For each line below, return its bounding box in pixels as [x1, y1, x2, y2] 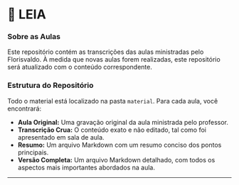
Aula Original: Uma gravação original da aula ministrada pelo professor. [17, 118, 229, 126]
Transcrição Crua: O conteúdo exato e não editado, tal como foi [17, 125, 207, 134]
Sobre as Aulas [7, 32, 60, 42]
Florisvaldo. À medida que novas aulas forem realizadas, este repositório [7, 55, 221, 64]
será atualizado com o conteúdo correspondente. [7, 63, 153, 72]
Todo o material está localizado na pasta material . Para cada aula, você [7, 96, 218, 105]
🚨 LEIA [7, 6, 46, 23]
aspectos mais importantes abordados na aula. [17, 163, 155, 172]
